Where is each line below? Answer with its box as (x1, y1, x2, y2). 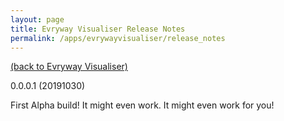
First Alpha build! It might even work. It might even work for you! (10, 99, 275, 111)
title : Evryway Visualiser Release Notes (10, 24, 186, 34)
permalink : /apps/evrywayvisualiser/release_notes (10, 33, 226, 43)
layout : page (10, 14, 65, 25)
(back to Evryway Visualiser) (10, 61, 128, 73)
